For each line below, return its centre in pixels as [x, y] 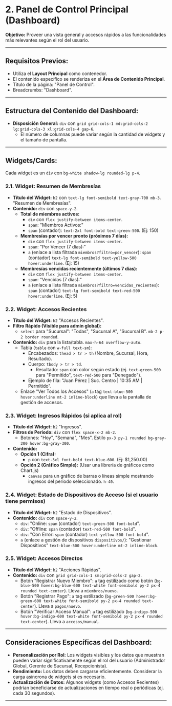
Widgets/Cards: [31, 160]
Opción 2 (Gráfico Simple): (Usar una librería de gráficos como [87, 465]
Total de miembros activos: [50, 214]
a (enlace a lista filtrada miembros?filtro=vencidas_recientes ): [94, 285]
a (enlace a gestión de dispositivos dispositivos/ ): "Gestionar [86, 540]
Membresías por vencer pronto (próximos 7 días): [74, 236]
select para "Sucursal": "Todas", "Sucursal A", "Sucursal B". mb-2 [89, 331]
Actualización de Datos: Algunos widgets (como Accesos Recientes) [86, 682]
